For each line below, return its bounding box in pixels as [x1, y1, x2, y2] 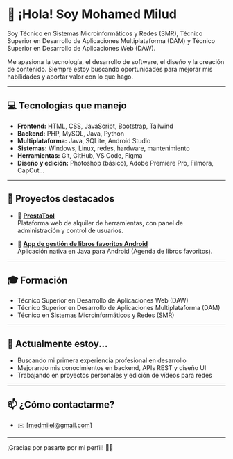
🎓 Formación [7, 274, 68, 286]
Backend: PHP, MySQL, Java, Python [17, 129, 125, 138]
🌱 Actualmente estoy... [7, 337, 108, 350]
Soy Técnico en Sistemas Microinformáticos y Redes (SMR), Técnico [7, 29, 203, 38]
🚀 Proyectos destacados [7, 193, 115, 204]
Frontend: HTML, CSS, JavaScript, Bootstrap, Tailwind [17, 122, 173, 130]
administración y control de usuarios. [17, 226, 123, 234]
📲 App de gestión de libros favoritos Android [17, 239, 148, 248]
